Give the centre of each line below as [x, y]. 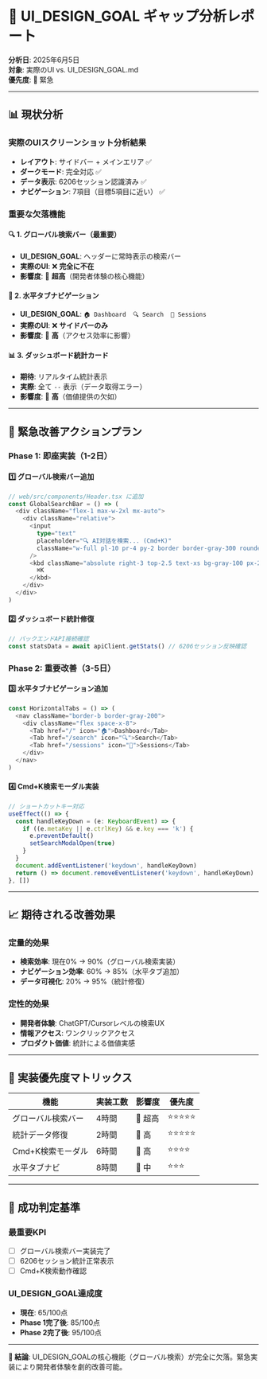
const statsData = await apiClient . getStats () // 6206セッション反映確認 [128, 646]
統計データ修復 [41, 1135]
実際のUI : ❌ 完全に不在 [57, 266]
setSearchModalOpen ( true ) [72, 843]
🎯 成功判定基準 [44, 1208]
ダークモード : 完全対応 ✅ [60, 171]
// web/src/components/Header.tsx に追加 [76, 497]
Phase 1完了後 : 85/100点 [60, 1323]
